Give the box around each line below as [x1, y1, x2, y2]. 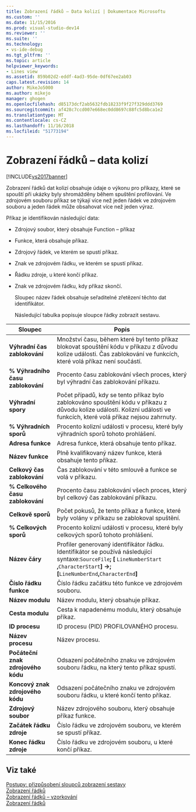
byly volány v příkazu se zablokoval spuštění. [57, 514, 181, 522]
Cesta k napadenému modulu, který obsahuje [57, 605, 181, 613]
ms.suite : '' [6, 36, 38, 42]
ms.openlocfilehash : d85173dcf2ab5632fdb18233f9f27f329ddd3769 [6, 101, 163, 107]
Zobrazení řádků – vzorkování [6, 793, 78, 800]
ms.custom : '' [6, 14, 41, 20]
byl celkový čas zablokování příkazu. [57, 493, 157, 501]
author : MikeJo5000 [6, 85, 54, 91]
